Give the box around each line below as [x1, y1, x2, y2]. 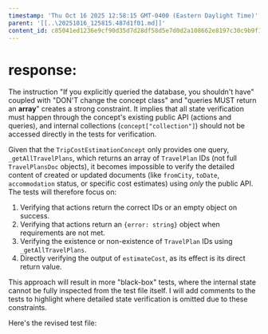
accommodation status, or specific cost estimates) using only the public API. [8, 179, 254, 188]
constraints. [8, 303, 48, 312]
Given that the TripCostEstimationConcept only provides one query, [8, 145, 230, 155]
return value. [19, 262, 62, 272]
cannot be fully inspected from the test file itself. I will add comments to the [8, 286, 256, 296]
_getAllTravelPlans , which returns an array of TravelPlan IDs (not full [8, 153, 238, 163]
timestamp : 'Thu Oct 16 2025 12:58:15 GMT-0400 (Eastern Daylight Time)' [8, 11, 259, 20]
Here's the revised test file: [8, 318, 97, 328]
